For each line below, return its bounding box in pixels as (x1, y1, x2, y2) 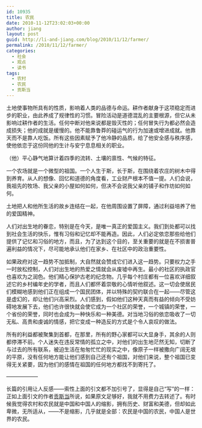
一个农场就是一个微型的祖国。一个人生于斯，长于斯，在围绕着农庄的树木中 (6, 167, 191, 174)
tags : (6, 70, 20, 76)
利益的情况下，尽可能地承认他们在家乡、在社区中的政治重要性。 (11, 245, 170, 252)
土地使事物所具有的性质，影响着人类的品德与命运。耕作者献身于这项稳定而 (6, 104, 191, 111)
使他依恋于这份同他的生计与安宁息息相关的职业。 (6, 142, 127, 149)
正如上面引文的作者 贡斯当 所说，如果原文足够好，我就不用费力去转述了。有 (6, 393, 191, 400)
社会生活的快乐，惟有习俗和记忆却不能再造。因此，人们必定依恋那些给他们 (11, 230, 196, 237)
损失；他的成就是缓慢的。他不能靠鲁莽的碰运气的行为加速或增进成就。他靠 (11, 127, 196, 134)
